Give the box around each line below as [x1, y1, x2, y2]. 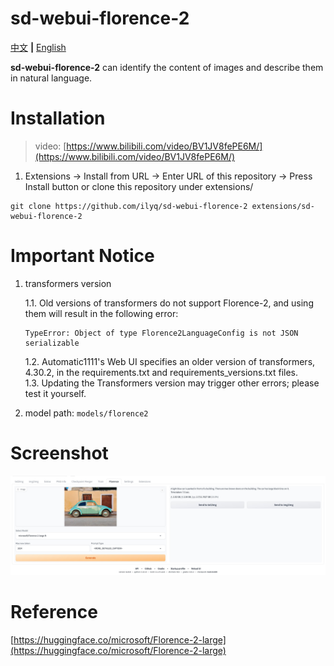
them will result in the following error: [24, 307, 179, 319]
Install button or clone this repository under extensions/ [24, 180, 254, 192]
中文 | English [10, 41, 67, 53]
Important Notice [10, 245, 155, 267]
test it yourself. [24, 387, 87, 399]
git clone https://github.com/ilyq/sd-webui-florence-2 [10, 201, 248, 211]
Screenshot [10, 442, 109, 464]
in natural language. [10, 72, 93, 84]
